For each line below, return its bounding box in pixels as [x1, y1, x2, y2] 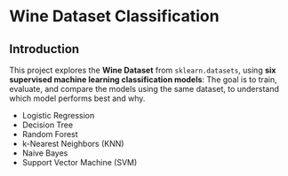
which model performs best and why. [9, 93, 146, 103]
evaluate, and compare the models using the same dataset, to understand [9, 84, 280, 94]
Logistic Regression [21, 111, 95, 120]
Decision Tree [21, 119, 74, 130]
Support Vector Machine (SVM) [21, 157, 138, 167]
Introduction [9, 42, 80, 57]
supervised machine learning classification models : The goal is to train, [9, 74, 277, 85]
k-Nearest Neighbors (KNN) [21, 139, 124, 149]
